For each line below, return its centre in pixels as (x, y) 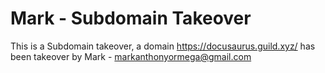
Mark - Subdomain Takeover (131, 18)
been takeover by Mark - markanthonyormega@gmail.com (131, 56)
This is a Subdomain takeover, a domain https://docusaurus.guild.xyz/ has (163, 46)
